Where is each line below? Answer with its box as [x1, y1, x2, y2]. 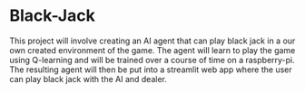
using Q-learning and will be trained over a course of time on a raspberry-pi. [9, 54, 295, 65]
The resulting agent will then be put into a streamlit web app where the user [9, 64, 292, 75]
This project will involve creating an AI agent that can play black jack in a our [9, 35, 296, 46]
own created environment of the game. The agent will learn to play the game [9, 44, 296, 55]
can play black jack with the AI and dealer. [9, 73, 168, 84]
